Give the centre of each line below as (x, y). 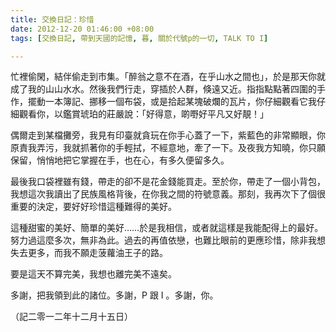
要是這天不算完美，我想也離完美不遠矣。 (93, 274)
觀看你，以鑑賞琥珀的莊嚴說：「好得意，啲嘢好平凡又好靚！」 (143, 114)
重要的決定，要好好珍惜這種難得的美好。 (93, 207)
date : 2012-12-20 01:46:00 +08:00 (82, 29)
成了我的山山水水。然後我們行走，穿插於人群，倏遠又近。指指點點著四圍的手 (168, 89)
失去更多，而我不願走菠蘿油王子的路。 (89, 253)
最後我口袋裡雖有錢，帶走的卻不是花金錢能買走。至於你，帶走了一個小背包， (168, 182)
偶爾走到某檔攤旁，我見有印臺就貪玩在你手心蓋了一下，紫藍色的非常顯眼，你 (168, 135)
